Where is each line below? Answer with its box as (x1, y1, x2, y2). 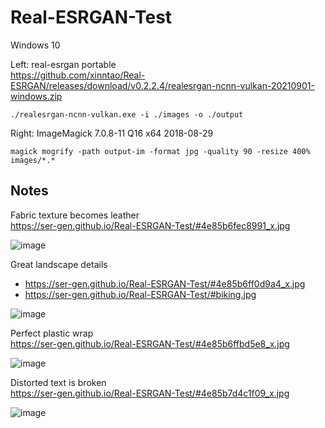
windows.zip (10, 90, 63, 102)
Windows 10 (10, 39, 61, 51)
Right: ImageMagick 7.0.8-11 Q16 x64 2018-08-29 (10, 127, 214, 139)
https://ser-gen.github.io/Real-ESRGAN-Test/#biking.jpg (24, 288, 257, 300)
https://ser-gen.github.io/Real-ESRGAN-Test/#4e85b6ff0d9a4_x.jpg (24, 277, 306, 290)
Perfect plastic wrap (10, 327, 94, 339)
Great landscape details (10, 258, 108, 270)
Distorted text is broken (10, 376, 107, 388)
